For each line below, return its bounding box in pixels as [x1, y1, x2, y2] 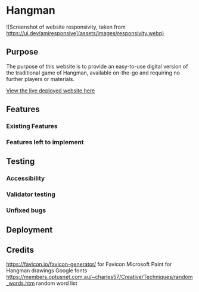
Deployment [6, 225, 53, 235]
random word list [36, 279, 77, 287]
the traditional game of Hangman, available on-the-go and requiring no [6, 69, 181, 76]
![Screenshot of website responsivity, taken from [6, 23, 126, 30]
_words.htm [6, 279, 35, 287]
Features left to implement [6, 138, 85, 146]
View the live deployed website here [6, 87, 95, 94]
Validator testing [6, 190, 55, 198]
